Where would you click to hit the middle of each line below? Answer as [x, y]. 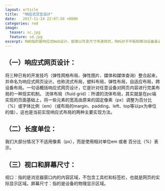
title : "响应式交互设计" [29, 14]
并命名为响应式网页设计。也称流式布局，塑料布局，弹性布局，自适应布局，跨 [82, 81]
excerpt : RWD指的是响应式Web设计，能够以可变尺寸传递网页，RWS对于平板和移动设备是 [82, 42]
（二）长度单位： [31, 129]
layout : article [22, 10]
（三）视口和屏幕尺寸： [41, 165]
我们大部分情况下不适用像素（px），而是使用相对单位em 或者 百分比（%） [80, 142]
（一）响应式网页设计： [41, 62]
